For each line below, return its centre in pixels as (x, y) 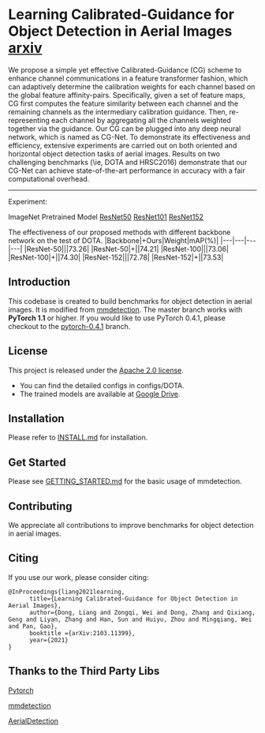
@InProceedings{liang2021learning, (67, 592)
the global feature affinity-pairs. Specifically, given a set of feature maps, (127, 95)
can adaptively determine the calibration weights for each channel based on (132, 86)
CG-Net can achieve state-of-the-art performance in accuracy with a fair (127, 170)
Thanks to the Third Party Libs (84, 671)
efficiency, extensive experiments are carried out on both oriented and (123, 145)
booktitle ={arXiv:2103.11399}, (82, 633)
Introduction (39, 282)
